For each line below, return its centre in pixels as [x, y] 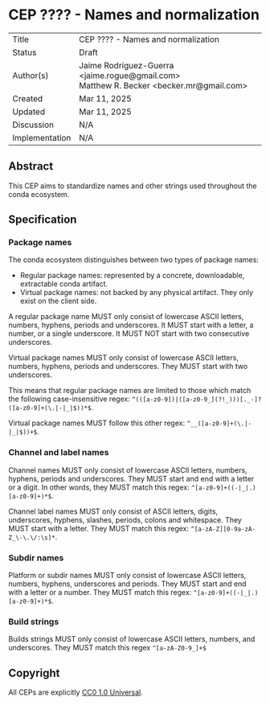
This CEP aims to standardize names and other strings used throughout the [133, 186]
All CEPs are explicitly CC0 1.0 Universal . [76, 692]
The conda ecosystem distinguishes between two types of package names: [134, 260]
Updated [29, 112]
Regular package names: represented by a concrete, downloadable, [132, 276]
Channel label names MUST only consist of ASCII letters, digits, [113, 511]
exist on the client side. [58, 301]
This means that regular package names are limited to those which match [130, 391]
